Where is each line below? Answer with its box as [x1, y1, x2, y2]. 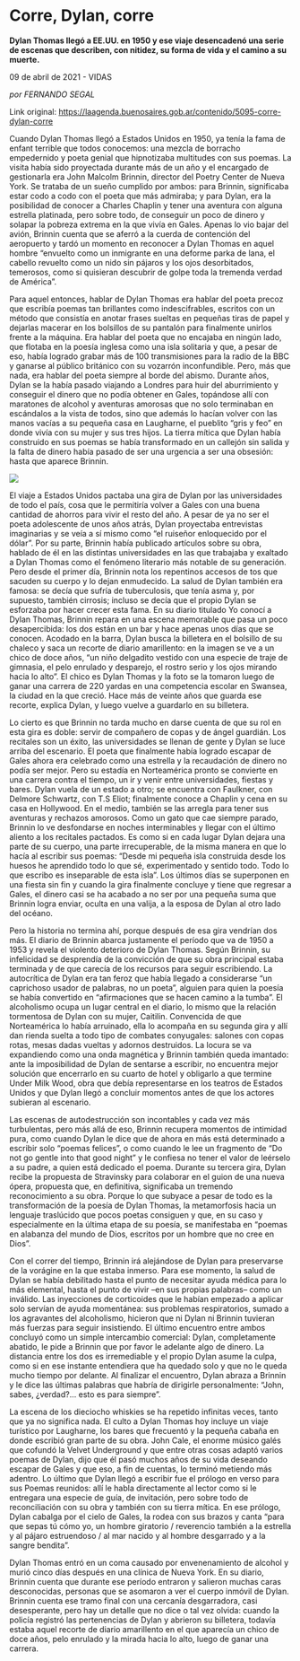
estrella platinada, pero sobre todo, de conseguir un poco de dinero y [9, 209, 266, 220]
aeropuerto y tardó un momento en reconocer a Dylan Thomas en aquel [9, 238, 275, 249]
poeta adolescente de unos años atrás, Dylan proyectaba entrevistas [9, 518, 263, 529]
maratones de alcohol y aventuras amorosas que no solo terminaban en [9, 398, 274, 409]
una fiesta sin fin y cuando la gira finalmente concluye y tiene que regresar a [9, 879, 292, 889]
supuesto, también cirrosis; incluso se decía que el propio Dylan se [9, 594, 257, 606]
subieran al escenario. [9, 1097, 91, 1107]
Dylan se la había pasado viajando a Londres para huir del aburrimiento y [9, 379, 279, 390]
